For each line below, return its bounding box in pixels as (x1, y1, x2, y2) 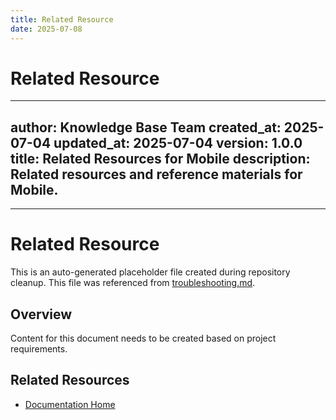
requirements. (10, 343, 68, 355)
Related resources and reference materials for (10, 166, 303, 183)
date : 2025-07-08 (10, 24, 83, 34)
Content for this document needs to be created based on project (10, 332, 277, 344)
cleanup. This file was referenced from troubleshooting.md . (10, 277, 256, 289)
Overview (10, 306, 73, 323)
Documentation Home (24, 398, 116, 410)
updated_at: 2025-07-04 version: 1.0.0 (53, 134, 303, 151)
